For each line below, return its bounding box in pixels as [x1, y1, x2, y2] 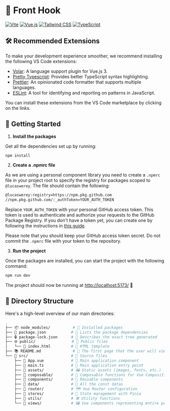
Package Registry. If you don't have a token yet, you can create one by [5, 217, 153, 223]
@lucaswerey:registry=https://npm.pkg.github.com [5, 193, 112, 198]
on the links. [5, 105, 31, 111]
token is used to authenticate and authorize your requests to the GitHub [5, 212, 155, 218]
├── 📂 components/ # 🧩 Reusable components [14, 377, 123, 382]
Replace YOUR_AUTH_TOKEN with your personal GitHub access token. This [5, 207, 153, 213]
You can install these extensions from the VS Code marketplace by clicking [5, 99, 162, 106]
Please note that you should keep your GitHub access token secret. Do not [5, 232, 161, 239]
